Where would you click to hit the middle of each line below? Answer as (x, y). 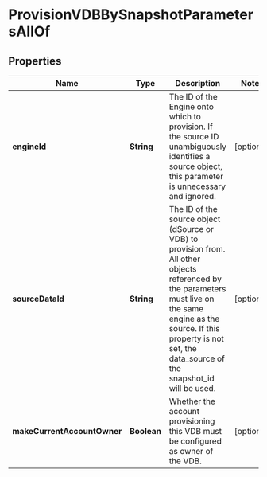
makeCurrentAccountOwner (67, 431)
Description (198, 83)
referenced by (195, 279)
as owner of (191, 451)
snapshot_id (192, 378)
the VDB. (186, 461)
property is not (196, 338)
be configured (195, 441)
